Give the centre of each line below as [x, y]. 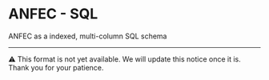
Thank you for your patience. [56, 67]
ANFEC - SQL [53, 14]
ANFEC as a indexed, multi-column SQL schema [88, 36]
